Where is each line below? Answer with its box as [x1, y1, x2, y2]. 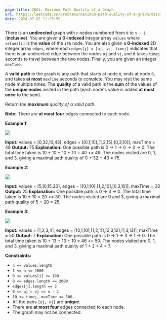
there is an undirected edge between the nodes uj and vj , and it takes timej [5, 51, 161, 57]
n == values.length [12, 263, 53, 268]
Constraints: [5, 252, 32, 259]
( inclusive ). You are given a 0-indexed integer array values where [5, 35, 140, 41]
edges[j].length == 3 [12, 284, 57, 289]
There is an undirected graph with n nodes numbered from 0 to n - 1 [5, 30, 146, 36]
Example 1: [5, 120, 28, 126]
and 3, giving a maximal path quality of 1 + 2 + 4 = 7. [5, 243, 112, 249]
